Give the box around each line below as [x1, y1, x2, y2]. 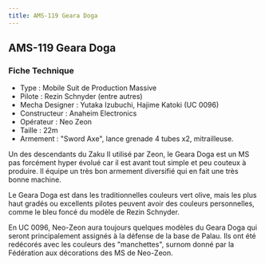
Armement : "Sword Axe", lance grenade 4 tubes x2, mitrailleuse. [19, 134, 234, 144]
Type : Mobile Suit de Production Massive [19, 83, 157, 93]
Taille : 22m [19, 125, 58, 136]
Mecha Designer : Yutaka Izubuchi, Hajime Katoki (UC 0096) [19, 100, 220, 110]
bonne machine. [8, 175, 61, 184]
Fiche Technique [8, 65, 74, 76]
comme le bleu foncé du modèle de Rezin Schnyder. [8, 207, 180, 217]
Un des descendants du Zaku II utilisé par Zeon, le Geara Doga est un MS [8, 149, 250, 160]
